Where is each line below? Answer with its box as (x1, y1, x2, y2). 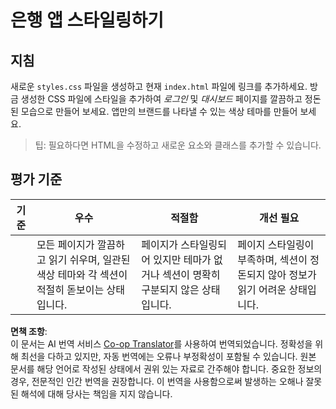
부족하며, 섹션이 (237, 252, 308, 266)
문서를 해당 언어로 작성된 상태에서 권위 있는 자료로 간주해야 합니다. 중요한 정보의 (10, 362, 323, 375)
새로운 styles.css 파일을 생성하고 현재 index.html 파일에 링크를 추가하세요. (10, 81, 308, 92)
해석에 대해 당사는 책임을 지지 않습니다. (20, 387, 173, 400)
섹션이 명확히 (161, 267, 221, 281)
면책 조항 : (10, 325, 48, 337)
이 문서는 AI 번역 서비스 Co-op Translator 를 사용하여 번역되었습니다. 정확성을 (10, 337, 313, 350)
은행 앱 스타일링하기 (10, 9, 165, 32)
